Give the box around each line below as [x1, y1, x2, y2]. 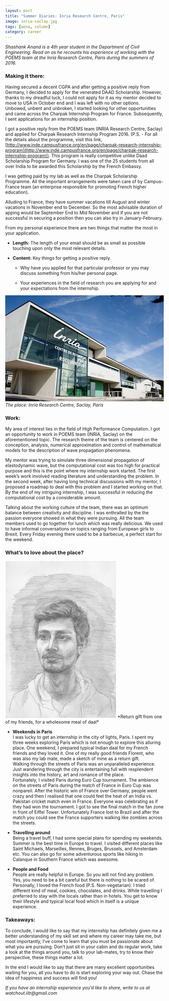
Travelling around [12, 830, 50, 836]
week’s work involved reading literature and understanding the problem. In [5, 473, 159, 479]
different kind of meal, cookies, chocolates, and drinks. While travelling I [12, 888, 162, 894]
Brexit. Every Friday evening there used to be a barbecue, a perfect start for [5, 531, 162, 537]
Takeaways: [5, 916, 36, 923]
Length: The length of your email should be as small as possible [12, 240, 146, 246]
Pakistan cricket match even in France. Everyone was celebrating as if [12, 798, 158, 804]
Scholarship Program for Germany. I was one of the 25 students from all [5, 158, 154, 164]
